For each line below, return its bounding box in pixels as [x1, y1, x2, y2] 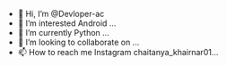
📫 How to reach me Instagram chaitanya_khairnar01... [17, 47, 219, 57]
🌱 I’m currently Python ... [17, 28, 109, 37]
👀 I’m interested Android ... [17, 18, 117, 29]
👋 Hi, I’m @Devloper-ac [17, 9, 105, 19]
